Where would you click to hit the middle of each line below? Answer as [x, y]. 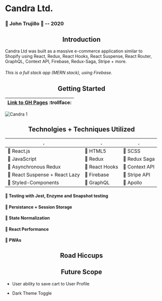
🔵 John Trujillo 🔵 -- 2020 [34, 24]
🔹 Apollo [132, 183]
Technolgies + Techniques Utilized [81, 129]
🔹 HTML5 [96, 151]
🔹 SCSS [132, 151]
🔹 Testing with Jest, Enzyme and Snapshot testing [57, 196]
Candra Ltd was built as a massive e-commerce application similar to [74, 51]
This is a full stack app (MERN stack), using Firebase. [59, 72]
